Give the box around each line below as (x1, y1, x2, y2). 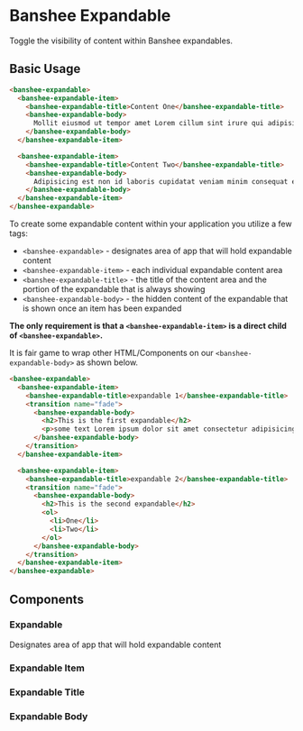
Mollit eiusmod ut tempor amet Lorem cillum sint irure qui (32, 119, 264, 128)
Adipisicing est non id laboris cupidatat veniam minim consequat (32, 177, 289, 186)
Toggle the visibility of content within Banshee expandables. (9, 35, 233, 46)
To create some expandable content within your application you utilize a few (9, 218, 292, 229)
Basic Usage (9, 61, 81, 77)
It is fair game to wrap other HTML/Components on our (9, 348, 214, 358)
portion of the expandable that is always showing (22, 284, 206, 294)
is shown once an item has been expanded (22, 303, 182, 314)
